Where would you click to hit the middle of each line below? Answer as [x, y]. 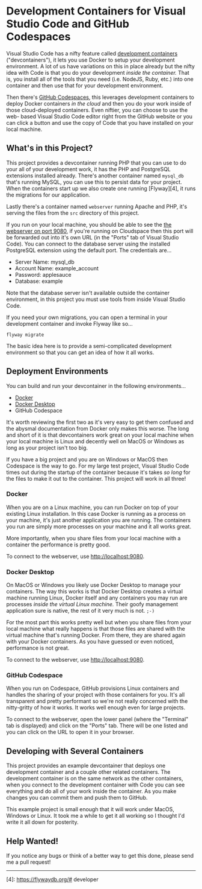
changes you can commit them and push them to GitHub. [77, 798]
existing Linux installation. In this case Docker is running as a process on [96, 513]
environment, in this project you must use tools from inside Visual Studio [96, 299]
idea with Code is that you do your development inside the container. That [98, 72]
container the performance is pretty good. [58, 545]
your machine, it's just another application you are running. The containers [99, 520]
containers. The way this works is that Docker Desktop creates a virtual [95, 592]
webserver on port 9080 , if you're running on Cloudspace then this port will [100, 231]
